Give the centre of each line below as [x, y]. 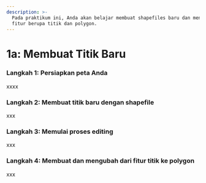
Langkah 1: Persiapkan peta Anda [57, 73]
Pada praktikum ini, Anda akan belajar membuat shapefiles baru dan [101, 18]
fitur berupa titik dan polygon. [55, 23]
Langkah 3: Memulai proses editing [60, 131]
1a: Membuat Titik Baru [66, 54]
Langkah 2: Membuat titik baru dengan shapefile [80, 102]
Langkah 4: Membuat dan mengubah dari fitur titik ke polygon [101, 161]
